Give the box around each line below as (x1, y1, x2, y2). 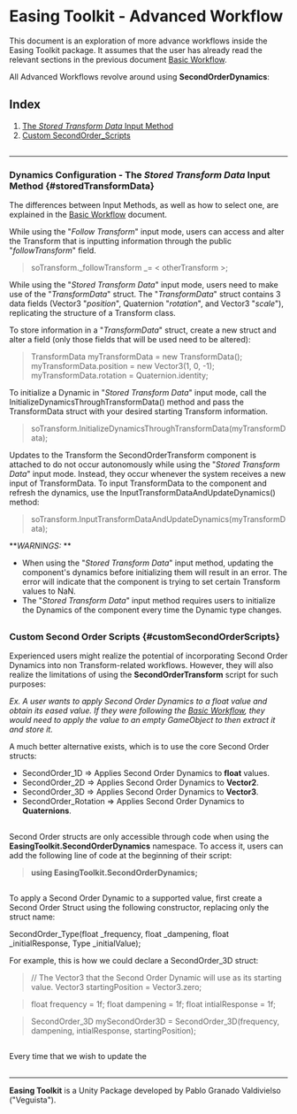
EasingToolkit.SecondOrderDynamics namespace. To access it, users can (9, 841, 284, 851)
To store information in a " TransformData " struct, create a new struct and (9, 325, 277, 335)
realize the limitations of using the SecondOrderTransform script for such (9, 670, 278, 680)
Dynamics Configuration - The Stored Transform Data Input (9, 169, 271, 181)
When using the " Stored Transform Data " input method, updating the (21, 557, 274, 568)
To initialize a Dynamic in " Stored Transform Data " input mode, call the (9, 388, 267, 398)
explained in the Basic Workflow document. (9, 210, 168, 220)
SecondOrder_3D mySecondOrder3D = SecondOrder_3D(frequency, (30, 1016, 280, 1026)
